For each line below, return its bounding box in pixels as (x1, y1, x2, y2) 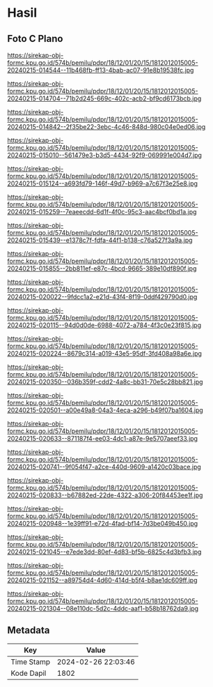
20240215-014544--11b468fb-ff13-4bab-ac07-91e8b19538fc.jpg (7, 66, 194, 74)
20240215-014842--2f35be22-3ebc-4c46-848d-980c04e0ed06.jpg (7, 123, 206, 130)
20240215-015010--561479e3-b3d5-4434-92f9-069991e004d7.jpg (7, 151, 202, 159)
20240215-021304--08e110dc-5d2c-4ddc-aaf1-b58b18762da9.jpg (7, 605, 199, 612)
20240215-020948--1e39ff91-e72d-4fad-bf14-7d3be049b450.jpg (7, 520, 198, 527)
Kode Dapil (10, 668, 47, 678)
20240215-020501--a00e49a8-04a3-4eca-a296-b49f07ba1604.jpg (7, 406, 203, 414)
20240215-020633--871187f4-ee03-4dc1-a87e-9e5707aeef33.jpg (7, 435, 198, 442)
